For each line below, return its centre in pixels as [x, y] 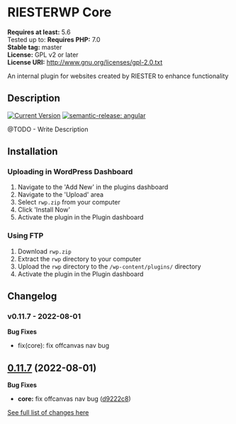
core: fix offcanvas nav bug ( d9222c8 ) [74, 399]
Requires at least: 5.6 [39, 32]
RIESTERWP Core [60, 12]
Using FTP [26, 236]
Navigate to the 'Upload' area [61, 195]
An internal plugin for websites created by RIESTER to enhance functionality [118, 76]
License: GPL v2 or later [43, 55]
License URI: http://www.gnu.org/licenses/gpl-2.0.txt [85, 62]
